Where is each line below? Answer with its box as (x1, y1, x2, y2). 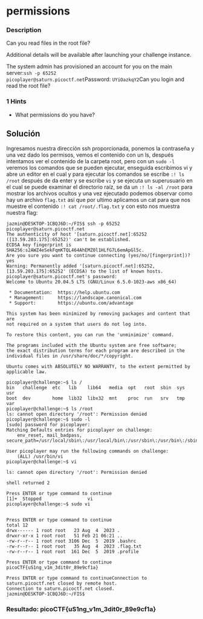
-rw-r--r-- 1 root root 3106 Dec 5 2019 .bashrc (6, 538, 137, 544)
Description (6, 26, 42, 34)
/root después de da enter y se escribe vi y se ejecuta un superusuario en (6, 177, 193, 184)
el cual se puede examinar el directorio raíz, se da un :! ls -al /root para (6, 183, 193, 190)
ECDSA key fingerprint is (6, 242, 71, 248)
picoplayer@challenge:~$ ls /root (6, 406, 94, 412)
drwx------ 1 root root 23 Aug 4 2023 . (6, 527, 120, 533)
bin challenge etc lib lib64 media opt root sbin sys (6, 384, 185, 391)
